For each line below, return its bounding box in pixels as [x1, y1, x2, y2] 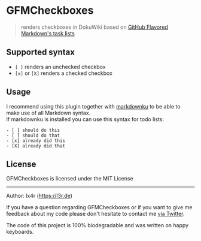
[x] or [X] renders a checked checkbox [14, 70, 112, 77]
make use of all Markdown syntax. [6, 109, 91, 116]
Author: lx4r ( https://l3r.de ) [6, 192, 73, 200]
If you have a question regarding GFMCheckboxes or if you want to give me [6, 204, 193, 211]
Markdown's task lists [20, 29, 75, 37]
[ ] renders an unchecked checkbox [14, 63, 106, 70]
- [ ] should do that [6, 132, 60, 138]
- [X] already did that [6, 143, 66, 149]
